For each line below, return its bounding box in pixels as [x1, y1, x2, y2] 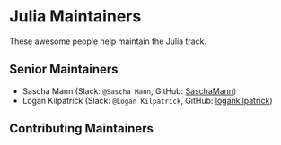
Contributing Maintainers [9, 121, 154, 136]
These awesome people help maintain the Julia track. [9, 36, 207, 47]
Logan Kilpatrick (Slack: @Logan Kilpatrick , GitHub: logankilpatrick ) [22, 95, 273, 106]
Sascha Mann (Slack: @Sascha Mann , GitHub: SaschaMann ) [22, 85, 237, 96]
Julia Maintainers [9, 6, 142, 27]
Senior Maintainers [9, 62, 119, 77]
